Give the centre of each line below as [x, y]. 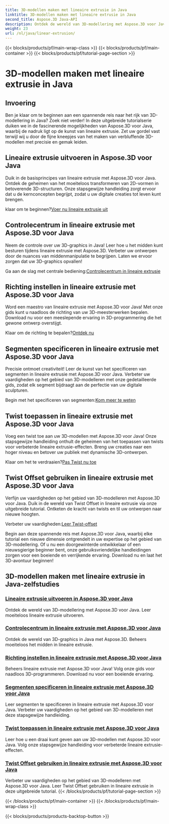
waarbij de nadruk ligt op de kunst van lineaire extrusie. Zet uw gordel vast [82, 131]
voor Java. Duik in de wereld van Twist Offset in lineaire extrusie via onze [81, 503]
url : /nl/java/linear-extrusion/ [40, 33]
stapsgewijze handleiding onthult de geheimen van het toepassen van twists [84, 442]
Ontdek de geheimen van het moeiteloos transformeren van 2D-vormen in [82, 183]
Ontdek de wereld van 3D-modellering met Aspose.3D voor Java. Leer [78, 610]
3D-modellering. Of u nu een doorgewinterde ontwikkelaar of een [73, 544]
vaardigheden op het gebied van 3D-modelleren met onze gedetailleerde [81, 380]
